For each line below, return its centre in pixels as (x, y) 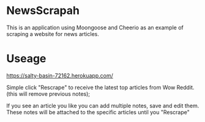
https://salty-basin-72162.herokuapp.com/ (60, 75)
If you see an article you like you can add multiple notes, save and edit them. (103, 106)
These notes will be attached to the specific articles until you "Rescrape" (98, 112)
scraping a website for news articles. (53, 34)
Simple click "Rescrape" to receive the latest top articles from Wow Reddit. (100, 87)
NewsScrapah (43, 11)
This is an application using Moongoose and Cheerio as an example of (95, 27)
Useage (26, 59)
